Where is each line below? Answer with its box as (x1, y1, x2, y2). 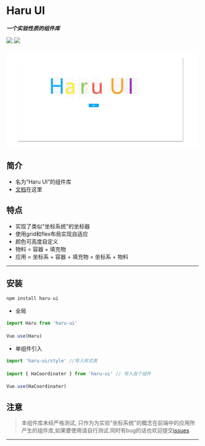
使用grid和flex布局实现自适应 (15, 230, 88, 238)
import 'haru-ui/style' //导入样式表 (6, 358, 98, 364)
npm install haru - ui (6, 296, 59, 302)
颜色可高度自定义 (15, 238, 59, 245)
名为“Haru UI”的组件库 (15, 178, 72, 185)
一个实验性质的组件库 (6, 24, 60, 32)
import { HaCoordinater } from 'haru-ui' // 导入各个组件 (6, 370, 151, 377)
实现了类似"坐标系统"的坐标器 (15, 222, 90, 230)
